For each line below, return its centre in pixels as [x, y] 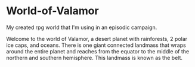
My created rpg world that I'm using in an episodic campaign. [82, 27]
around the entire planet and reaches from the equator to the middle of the [98, 51]
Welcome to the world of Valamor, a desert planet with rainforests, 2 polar [97, 39]
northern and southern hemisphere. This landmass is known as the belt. [95, 58]
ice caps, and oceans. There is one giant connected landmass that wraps [96, 45]
